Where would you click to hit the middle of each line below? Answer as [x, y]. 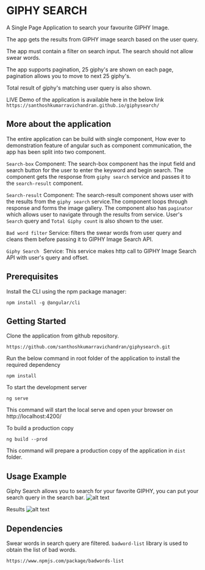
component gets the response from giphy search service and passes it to [99, 176]
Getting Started [36, 321]
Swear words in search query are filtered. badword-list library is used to [97, 543]
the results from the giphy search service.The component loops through [97, 201]
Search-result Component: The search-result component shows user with [100, 195]
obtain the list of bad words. [41, 550]
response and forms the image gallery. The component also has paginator [100, 207]
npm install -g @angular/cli [43, 303]
